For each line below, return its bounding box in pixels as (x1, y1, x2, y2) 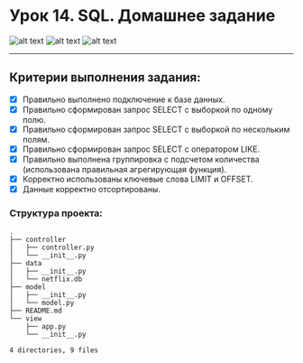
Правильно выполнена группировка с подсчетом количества (22, 154, 260, 164)
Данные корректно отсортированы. (22, 184, 161, 195)
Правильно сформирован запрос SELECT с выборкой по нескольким (22, 124, 290, 135)
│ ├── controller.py (9, 243, 95, 253)
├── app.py (25, 322, 67, 331)
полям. (22, 134, 50, 144)
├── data (9, 259, 42, 268)
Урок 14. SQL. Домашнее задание (9, 5, 276, 26)
